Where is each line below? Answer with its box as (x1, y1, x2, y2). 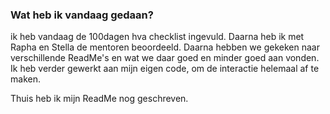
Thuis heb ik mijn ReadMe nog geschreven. (10, 93, 189, 105)
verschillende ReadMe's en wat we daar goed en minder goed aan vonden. (10, 52, 320, 64)
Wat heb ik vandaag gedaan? (10, 8, 154, 22)
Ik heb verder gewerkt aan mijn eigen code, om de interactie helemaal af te (10, 63, 320, 75)
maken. (10, 73, 41, 85)
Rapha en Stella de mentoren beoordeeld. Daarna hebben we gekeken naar (10, 41, 320, 53)
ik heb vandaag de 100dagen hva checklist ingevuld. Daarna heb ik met (10, 31, 305, 43)
